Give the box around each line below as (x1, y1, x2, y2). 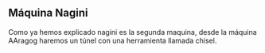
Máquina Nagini (8, 6, 88, 20)
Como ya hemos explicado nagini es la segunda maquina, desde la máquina (8, 27, 257, 36)
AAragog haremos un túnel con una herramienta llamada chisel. (8, 36, 217, 45)
